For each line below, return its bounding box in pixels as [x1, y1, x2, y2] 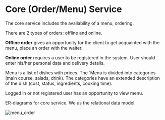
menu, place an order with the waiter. [5, 45, 83, 51]
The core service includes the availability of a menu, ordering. [5, 20, 134, 26]
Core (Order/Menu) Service [5, 4, 122, 15]
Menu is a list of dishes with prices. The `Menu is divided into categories [5, 69, 156, 76]
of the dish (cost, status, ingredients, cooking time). [5, 80, 113, 86]
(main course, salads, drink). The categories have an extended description [5, 75, 160, 81]
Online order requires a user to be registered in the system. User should [5, 54, 155, 61]
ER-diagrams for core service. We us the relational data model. [5, 99, 136, 106]
